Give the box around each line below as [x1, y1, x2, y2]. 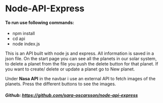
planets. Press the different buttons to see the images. [5, 81, 116, 87]
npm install [12, 31, 35, 36]
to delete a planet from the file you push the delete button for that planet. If [5, 61, 159, 67]
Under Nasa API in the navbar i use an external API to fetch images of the [5, 76, 156, 82]
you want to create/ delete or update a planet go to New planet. [5, 66, 135, 72]
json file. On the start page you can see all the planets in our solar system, [5, 56, 157, 62]
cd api [12, 35, 26, 42]
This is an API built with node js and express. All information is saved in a [5, 50, 154, 57]
